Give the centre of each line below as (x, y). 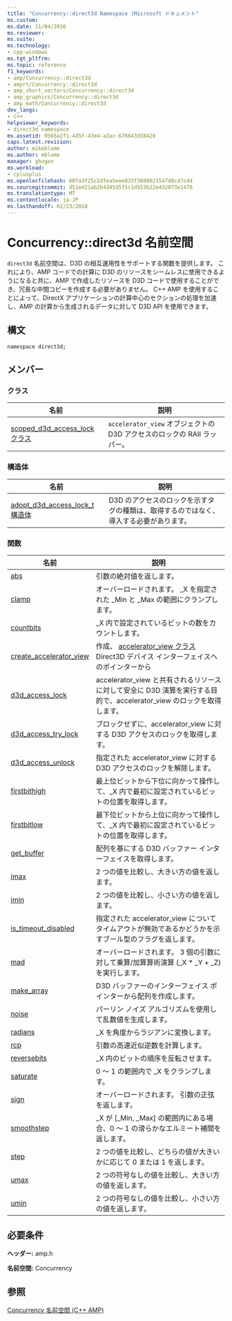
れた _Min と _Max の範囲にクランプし (157, 599)
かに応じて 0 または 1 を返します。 (152, 1162)
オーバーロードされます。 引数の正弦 (155, 1094)
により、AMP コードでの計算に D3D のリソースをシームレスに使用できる (116, 272)
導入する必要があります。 (150, 521)
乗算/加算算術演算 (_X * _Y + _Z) (169, 962)
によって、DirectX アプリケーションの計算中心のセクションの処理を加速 (115, 297)
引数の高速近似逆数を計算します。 (151, 1045)
